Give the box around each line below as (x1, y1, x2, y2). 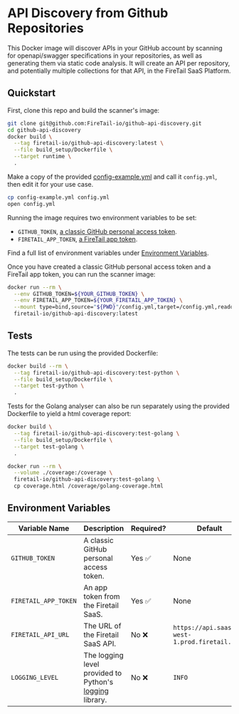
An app (83, 582, 108, 592)
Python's (83, 677, 114, 687)
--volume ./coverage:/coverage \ (14, 469, 113, 477)
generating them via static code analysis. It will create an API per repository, (7, 58, 230, 67)
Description (83, 523, 124, 533)
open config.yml (7, 200, 55, 207)
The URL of (83, 621, 122, 631)
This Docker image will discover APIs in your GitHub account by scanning (7, 43, 223, 52)
